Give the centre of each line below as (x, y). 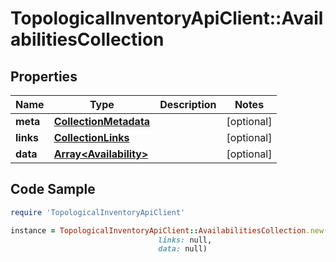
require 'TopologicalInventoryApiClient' (98, 212)
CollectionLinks (91, 137)
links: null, (185, 240)
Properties (44, 76)
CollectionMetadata (102, 121)
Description (188, 104)
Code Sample (53, 189)
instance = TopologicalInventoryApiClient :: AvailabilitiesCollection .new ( (169, 230)
